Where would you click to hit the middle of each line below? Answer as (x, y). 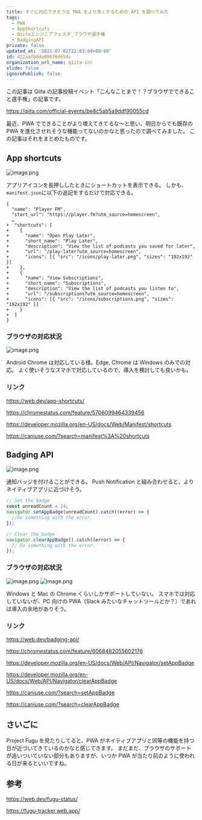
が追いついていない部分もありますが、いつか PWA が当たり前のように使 (96, 755)
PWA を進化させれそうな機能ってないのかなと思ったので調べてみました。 (97, 131)
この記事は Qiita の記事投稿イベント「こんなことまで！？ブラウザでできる (98, 92)
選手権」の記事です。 (38, 99)
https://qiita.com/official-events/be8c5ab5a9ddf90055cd (77, 111)
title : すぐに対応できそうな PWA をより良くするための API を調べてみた (87, 12)
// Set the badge (28, 501)
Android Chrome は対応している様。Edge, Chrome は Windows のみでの (96, 362)
